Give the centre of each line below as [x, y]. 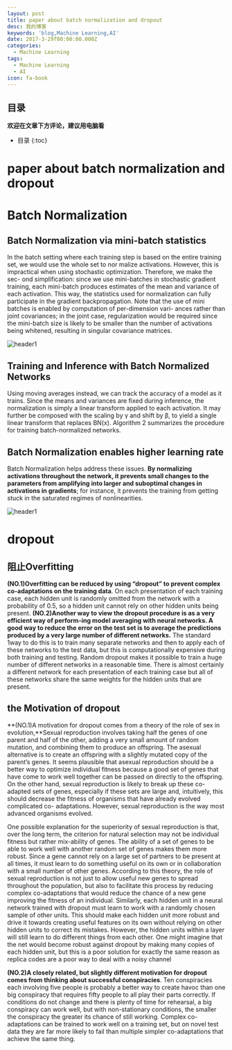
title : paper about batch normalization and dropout [85, 20]
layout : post [26, 13]
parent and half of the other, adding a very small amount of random [103, 740]
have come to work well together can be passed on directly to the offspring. [115, 777]
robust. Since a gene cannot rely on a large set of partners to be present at [114, 856]
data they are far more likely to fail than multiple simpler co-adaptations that [115, 1031]
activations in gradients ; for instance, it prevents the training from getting [113, 491]
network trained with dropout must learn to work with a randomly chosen [111, 907]
